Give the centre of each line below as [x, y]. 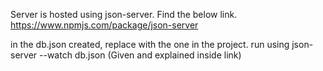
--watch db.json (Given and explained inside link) [140, 55]
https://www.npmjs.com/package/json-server [104, 25]
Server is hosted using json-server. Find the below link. [124, 14]
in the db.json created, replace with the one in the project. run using [150, 44]
